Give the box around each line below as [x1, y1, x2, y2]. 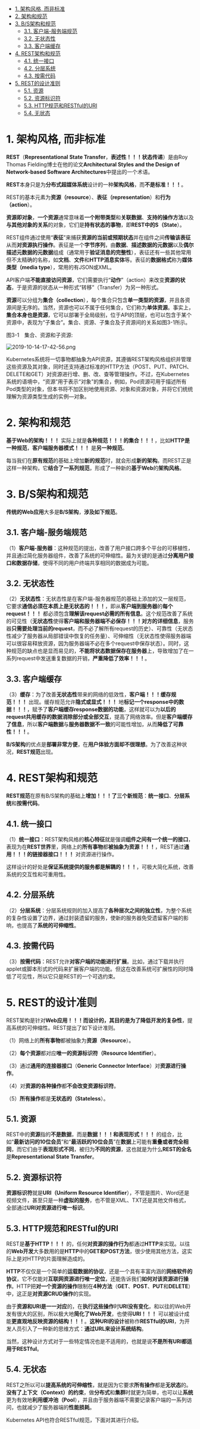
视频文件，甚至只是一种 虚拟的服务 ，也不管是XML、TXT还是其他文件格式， [6, 1197, 189, 1204]
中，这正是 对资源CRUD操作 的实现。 [6, 1290, 94, 1297]
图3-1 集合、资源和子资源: [6, 331, 73, 338]
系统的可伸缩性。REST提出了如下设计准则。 [11, 1024, 119, 1031]
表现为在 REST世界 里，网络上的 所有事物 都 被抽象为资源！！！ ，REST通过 [6, 843, 185, 850]
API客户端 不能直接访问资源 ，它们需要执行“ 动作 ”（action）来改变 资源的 [6, 276, 180, 283]
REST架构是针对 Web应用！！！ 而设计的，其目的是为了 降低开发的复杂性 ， [6, 1017, 187, 1024]
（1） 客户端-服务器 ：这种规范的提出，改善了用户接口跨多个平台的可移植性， [6, 544, 193, 551]
